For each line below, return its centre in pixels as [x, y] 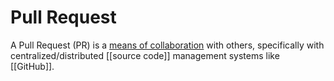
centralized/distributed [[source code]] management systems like [145, 55]
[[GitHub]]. [32, 66]
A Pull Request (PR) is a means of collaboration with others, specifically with [167, 45]
